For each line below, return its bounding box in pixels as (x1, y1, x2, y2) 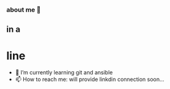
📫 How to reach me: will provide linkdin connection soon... (15, 76, 164, 83)
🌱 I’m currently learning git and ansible (15, 69, 113, 76)
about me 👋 (6, 5, 41, 14)
